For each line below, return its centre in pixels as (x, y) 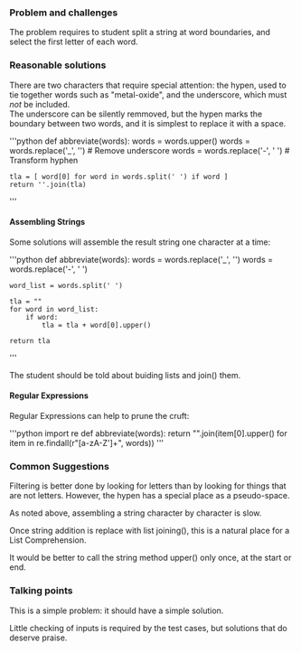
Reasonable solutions (58, 65)
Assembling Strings (47, 222)
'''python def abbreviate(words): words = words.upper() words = (130, 141)
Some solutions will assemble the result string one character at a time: (140, 242)
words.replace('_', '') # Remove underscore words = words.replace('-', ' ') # (150, 150)
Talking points (41, 591)
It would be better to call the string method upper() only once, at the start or (150, 558)
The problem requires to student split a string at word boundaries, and (140, 33)
